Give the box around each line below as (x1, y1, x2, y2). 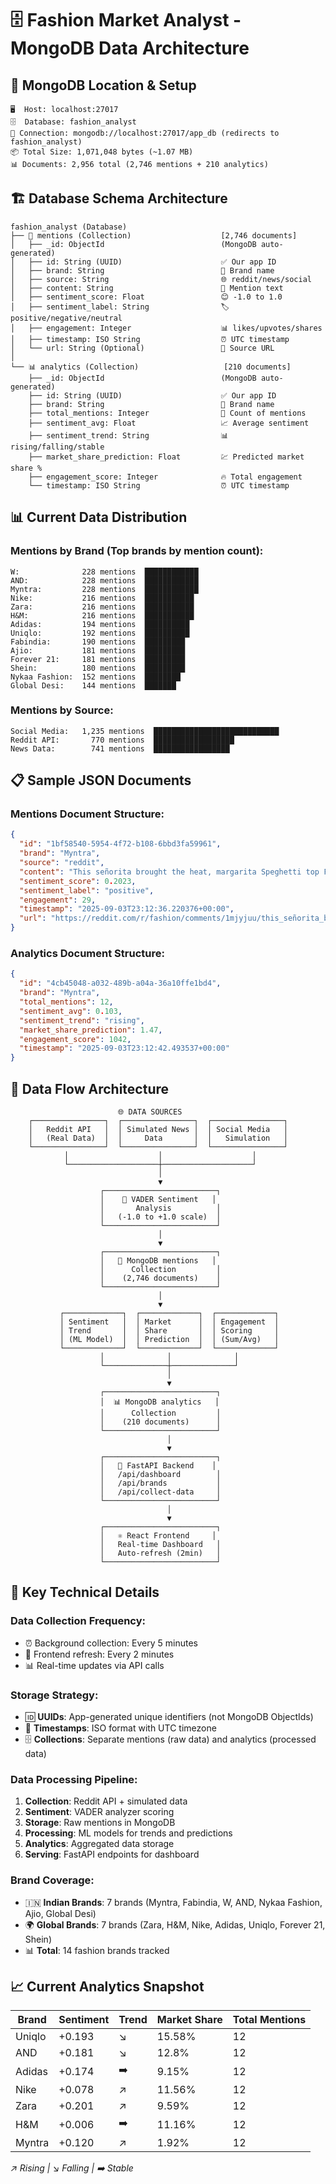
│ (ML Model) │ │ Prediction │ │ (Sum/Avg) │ (59, 1334, 280, 1344)
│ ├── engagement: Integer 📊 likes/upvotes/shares (10, 323, 323, 333)
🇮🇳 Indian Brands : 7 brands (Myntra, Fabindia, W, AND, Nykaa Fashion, (24, 1896, 323, 1908)
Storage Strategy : (10, 1688, 99, 1702)
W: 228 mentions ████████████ (10, 567, 199, 577)
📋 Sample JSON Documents (10, 772, 192, 789)
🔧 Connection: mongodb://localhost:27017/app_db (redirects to (10, 128, 280, 138)
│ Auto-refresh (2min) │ (99, 1548, 222, 1558)
